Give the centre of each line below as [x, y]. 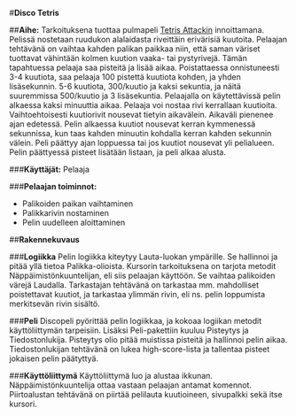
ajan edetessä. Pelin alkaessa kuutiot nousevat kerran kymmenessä [132, 124]
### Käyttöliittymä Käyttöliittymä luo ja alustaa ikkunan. [111, 376]
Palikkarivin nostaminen [65, 213]
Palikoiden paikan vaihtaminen [78, 204]
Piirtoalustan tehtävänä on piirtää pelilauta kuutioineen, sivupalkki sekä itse [146, 394]
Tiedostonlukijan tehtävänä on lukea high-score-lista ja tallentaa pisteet [140, 349]
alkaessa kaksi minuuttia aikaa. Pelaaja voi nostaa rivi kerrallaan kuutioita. [143, 105]
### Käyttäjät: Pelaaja [50, 169]
